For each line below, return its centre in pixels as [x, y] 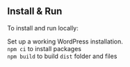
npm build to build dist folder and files [62, 56]
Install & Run [35, 11]
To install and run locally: [43, 28]
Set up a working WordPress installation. [65, 41]
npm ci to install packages [44, 48]
